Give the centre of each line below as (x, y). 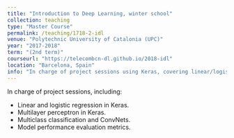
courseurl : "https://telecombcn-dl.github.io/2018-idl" (90, 59)
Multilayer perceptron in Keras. (62, 112)
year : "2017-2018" (34, 46)
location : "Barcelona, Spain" (51, 65)
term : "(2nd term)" (36, 53)
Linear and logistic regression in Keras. (73, 105)
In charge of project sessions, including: (65, 92)
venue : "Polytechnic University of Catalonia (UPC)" (85, 40)
